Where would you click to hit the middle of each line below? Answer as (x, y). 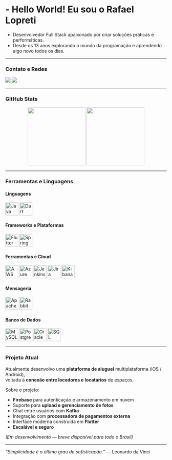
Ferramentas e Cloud (28, 257)
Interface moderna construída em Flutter (56, 421)
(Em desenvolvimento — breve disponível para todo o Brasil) (69, 437)
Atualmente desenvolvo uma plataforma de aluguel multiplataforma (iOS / (83, 369)
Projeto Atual (22, 358)
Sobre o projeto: (22, 390)
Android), (15, 374)
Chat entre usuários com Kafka (46, 410)
